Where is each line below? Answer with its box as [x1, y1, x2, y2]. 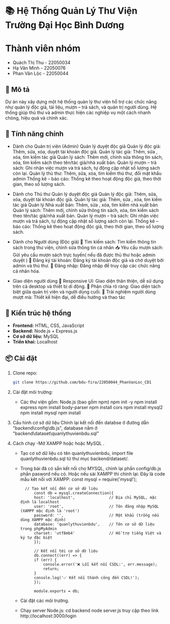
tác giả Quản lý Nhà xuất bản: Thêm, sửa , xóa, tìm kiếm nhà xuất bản [12, 202, 158, 208]
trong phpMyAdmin [20, 526, 57, 531]
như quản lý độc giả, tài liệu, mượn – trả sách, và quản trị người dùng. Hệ [5, 104, 157, 110]
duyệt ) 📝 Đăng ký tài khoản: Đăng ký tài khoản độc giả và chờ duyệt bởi [12, 257, 164, 263]
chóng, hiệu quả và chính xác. [5, 115, 69, 121]
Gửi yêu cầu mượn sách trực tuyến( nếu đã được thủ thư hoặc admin [12, 252, 156, 258]
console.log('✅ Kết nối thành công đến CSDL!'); [33, 575, 140, 581]
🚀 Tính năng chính [5, 129, 64, 139]
